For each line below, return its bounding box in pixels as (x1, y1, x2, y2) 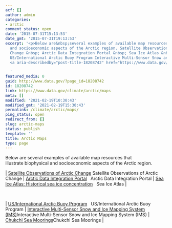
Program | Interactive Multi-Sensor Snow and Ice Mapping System (5, 206, 145, 213)
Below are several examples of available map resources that (5, 155, 132, 161)
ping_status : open (5, 112, 45, 117)
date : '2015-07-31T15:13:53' (5, 31, 68, 36)
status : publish (5, 126, 40, 131)
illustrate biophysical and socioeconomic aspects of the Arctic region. (5, 160, 153, 167)
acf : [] (5, 7, 22, 13)
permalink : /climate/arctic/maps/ (5, 107, 79, 113)
